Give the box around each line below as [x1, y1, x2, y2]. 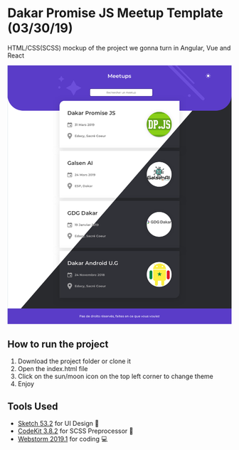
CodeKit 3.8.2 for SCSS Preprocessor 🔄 [17, 427, 134, 435]
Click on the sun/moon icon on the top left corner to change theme [17, 372, 213, 381]
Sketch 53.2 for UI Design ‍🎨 [17, 419, 100, 428]
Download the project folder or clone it [17, 357, 132, 365]
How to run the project [7, 338, 109, 350]
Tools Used [7, 400, 58, 412]
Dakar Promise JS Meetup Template [7, 5, 223, 21]
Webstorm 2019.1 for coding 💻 [17, 435, 108, 444]
